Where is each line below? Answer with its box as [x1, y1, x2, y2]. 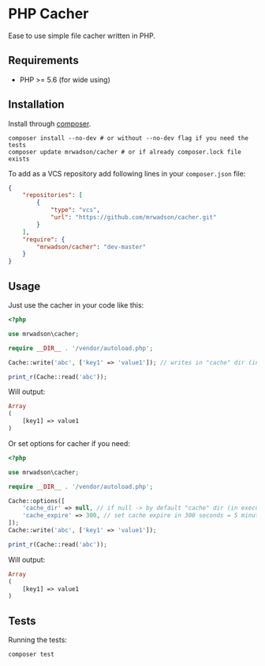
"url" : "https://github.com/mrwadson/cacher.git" [50, 214, 217, 221]
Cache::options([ [8, 497, 65, 505]
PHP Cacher [8, 5, 89, 23]
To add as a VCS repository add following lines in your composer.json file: [8, 168, 246, 178]
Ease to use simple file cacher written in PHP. [8, 31, 156, 40]
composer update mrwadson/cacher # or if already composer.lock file [8, 148, 242, 156]
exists [8, 155, 30, 163]
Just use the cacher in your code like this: [8, 301, 144, 309]
